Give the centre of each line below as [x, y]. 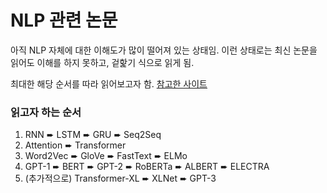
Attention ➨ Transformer [75, 145]
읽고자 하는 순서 [46, 112]
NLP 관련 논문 [64, 20]
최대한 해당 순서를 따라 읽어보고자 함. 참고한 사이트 [109, 83]
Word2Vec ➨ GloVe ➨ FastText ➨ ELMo [106, 156]
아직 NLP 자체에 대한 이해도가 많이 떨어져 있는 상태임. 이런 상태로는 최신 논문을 [164, 50]
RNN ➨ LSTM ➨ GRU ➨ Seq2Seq [93, 135]
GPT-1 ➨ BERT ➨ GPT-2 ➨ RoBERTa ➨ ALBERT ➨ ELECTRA [147, 167]
